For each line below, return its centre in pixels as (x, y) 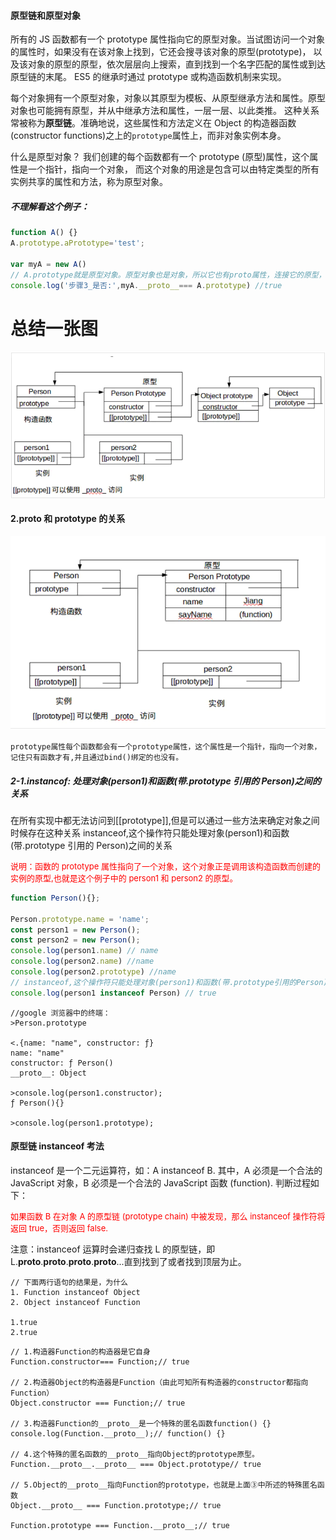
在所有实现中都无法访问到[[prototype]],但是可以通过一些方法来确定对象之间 (165, 820)
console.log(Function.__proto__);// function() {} (118, 1433)
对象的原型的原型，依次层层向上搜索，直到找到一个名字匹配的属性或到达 (176, 64)
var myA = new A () (48, 264)
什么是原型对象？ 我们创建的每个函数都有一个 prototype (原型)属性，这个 (160, 157)
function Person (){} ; (55, 898)
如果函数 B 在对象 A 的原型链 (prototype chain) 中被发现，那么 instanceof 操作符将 (168, 1216)
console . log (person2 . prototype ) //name (93, 972)
